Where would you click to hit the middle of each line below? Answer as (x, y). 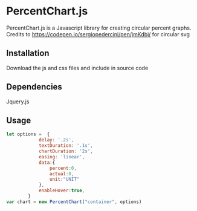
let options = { (28, 134)
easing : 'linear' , (62, 157)
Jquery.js (18, 102)
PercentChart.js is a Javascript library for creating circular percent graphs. (99, 28)
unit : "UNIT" (64, 180)
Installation (28, 54)
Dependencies (34, 87)
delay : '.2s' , (56, 140)
